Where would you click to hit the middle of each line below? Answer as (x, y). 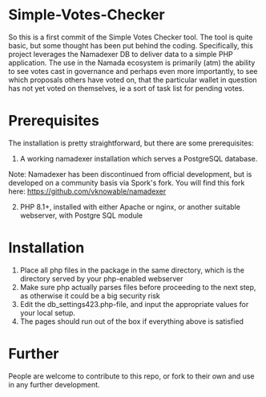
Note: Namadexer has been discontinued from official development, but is (130, 174)
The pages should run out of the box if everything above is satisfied (132, 321)
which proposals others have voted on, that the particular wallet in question (133, 80)
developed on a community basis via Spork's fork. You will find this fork (127, 182)
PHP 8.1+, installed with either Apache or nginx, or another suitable (130, 207)
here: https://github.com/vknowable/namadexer (87, 191)
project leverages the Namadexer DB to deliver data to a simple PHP (121, 54)
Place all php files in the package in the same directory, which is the (132, 270)
